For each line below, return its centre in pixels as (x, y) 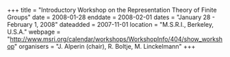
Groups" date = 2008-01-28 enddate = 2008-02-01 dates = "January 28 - (111, 17)
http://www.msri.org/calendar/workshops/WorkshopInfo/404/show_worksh (116, 39)
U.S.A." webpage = (34, 32)
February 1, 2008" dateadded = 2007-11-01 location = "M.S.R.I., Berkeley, (111, 24)
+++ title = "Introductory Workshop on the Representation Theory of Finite (112, 10)
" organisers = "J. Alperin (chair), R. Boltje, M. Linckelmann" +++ (105, 46)
